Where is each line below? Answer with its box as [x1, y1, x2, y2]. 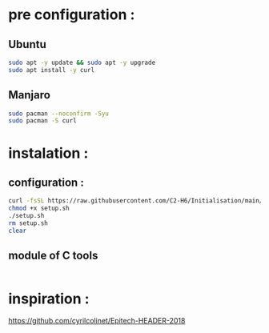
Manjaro [8, 88, 50, 102]
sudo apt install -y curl [8, 66, 94, 74]
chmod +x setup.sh [8, 204, 70, 213]
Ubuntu [8, 38, 46, 51]
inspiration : [8, 290, 90, 307]
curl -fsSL [8, 197, 45, 205]
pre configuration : [8, 6, 135, 24]
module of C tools [8, 249, 98, 263]
